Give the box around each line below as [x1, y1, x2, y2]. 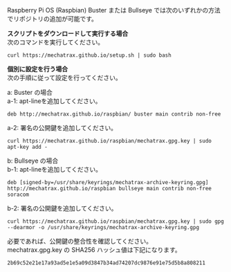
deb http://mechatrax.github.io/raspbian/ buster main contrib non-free [7, 111, 221, 118]
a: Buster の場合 [7, 89, 53, 96]
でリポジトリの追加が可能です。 [7, 15, 98, 23]
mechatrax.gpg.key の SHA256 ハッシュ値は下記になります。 [7, 246, 181, 254]
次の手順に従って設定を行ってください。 [7, 73, 122, 82]
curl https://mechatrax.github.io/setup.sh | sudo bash [7, 52, 172, 59]
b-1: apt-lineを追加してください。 [7, 165, 102, 173]
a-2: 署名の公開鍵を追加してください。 [7, 124, 118, 132]
